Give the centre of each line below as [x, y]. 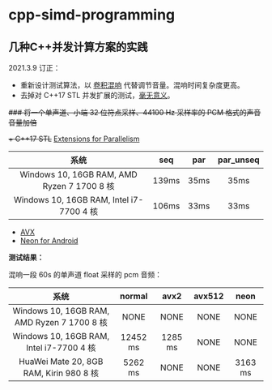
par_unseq [238, 160]
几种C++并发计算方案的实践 [78, 47]
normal [134, 296]
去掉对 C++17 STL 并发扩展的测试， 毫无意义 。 [97, 95]
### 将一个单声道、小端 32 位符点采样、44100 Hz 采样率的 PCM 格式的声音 [135, 112]
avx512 [209, 296]
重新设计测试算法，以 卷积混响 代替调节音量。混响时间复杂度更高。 [132, 85]
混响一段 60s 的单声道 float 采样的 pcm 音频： [85, 274]
